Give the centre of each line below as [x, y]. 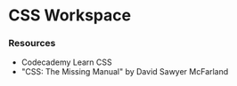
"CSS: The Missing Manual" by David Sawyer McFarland [125, 72]
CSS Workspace [69, 16]
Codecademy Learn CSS [66, 62]
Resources [32, 43]
